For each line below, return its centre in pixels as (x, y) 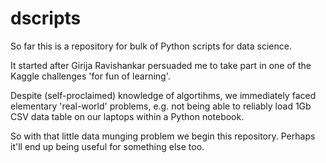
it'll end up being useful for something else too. (107, 146)
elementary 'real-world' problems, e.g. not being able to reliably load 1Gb (161, 106)
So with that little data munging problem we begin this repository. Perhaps (163, 136)
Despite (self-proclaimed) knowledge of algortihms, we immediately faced (163, 95)
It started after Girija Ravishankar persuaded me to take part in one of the (161, 65)
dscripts (46, 18)
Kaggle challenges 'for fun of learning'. (90, 76)
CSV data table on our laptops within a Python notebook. (127, 116)
